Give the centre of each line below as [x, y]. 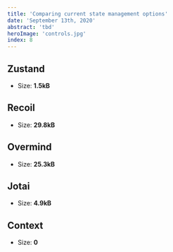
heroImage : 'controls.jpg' [47, 34]
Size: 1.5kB [34, 85]
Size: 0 [28, 242]
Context [25, 226]
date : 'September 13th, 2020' [52, 20]
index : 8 [20, 40]
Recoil [21, 108]
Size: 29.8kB [36, 125]
